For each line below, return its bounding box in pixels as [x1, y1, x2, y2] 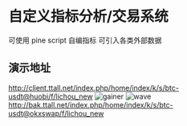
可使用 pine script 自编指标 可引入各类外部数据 [8, 35, 162, 45]
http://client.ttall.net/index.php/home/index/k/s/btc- [8, 83, 179, 92]
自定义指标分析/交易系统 [8, 7, 169, 26]
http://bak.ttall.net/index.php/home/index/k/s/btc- [8, 100, 174, 109]
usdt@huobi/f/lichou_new [8, 91, 94, 101]
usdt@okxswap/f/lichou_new [8, 108, 104, 118]
